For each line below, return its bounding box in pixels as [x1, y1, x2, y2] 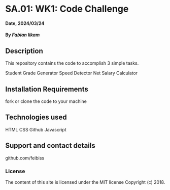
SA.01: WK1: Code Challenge [5, 3, 129, 15]
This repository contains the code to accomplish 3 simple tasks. [5, 60, 139, 66]
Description [5, 46, 43, 55]
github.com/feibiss [5, 155, 45, 161]
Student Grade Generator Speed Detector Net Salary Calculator [5, 70, 138, 76]
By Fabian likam [5, 32, 40, 38]
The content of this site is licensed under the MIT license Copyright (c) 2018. [5, 179, 165, 185]
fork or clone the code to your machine [5, 98, 87, 104]
